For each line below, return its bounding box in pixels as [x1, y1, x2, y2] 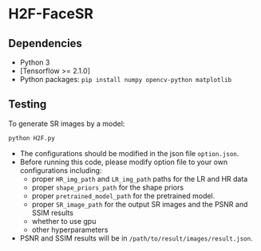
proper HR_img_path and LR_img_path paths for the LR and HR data [31, 174, 248, 183]
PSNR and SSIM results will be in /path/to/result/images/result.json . [19, 233, 253, 243]
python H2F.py [8, 134, 56, 142]
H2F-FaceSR [8, 5, 94, 23]
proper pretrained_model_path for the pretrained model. [31, 190, 216, 200]
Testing [8, 97, 47, 112]
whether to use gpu [31, 216, 97, 226]
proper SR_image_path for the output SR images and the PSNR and [31, 199, 248, 209]
